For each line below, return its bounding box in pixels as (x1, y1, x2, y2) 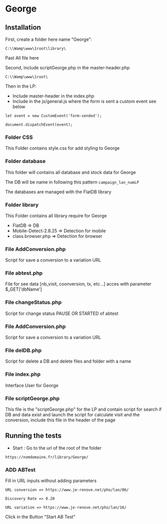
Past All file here (5, 55, 39, 61)
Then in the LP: (5, 83, 37, 89)
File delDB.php (5, 347, 42, 354)
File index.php (5, 371, 41, 378)
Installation (5, 23, 41, 32)
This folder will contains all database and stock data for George (5, 169, 136, 175)
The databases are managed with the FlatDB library (5, 189, 112, 195)
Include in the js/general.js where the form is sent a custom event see (12, 99, 156, 104)
